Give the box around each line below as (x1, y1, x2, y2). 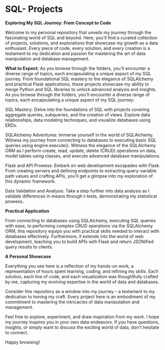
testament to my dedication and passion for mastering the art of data (5, 50, 146, 56)
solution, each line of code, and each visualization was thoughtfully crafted (5, 273, 159, 279)
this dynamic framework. (5, 178, 56, 184)
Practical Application (5, 208, 50, 214)
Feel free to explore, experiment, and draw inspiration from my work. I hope (5, 313, 160, 320)
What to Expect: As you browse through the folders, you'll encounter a (5, 65, 150, 71)
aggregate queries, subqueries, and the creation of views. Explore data (5, 111, 150, 117)
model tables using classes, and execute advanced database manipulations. (5, 152, 161, 159)
